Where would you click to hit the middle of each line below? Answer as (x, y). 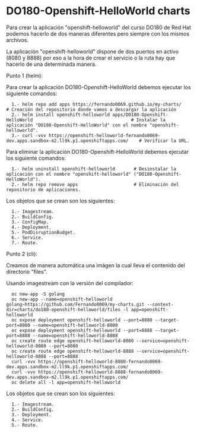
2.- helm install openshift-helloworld (61, 115)
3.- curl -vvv (29, 135)
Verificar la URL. (167, 141)
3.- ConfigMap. (30, 222)
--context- (160, 304)
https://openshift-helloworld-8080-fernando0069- (100, 361)
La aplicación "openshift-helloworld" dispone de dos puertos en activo (93, 51)
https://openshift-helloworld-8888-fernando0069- (100, 372)
